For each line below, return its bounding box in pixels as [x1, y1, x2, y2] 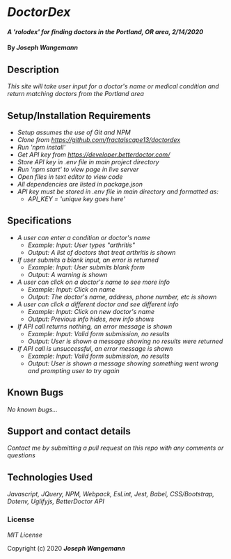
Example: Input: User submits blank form [27, 262, 145, 271]
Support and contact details [7, 425, 131, 437]
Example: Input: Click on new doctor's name [27, 307, 155, 315]
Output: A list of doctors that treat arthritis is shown [27, 248, 176, 256]
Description [7, 63, 59, 75]
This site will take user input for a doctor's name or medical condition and [7, 82, 219, 90]
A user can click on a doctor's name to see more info [17, 278, 170, 286]
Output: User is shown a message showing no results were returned [27, 337, 223, 345]
